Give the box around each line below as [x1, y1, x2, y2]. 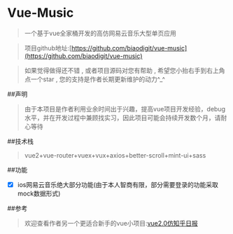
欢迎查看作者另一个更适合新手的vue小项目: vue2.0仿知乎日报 [24, 219, 198, 227]
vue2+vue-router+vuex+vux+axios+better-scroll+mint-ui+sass [24, 151, 206, 159]
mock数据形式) [17, 189, 61, 198]
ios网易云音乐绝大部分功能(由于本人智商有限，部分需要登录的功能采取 [17, 180, 219, 188]
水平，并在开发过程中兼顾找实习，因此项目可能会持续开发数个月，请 [24, 113, 221, 122]
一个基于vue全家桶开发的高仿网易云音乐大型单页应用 [24, 29, 177, 37]
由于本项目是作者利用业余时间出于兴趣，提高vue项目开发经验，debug [24, 104, 226, 113]
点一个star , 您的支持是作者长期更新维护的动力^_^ [24, 75, 166, 83]
